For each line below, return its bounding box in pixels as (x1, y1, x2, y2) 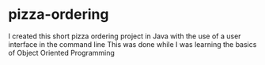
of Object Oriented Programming (8, 48, 115, 57)
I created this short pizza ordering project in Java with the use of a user (8, 31, 241, 41)
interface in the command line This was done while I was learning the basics (8, 39, 257, 49)
